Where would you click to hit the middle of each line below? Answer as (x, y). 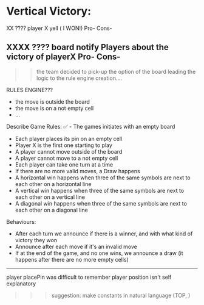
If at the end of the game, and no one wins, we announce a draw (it (99, 253)
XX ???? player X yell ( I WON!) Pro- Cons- (59, 28)
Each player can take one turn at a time (64, 164)
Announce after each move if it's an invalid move (76, 246)
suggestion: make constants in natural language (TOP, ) (121, 295)
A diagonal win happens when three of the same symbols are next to (101, 203)
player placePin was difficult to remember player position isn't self (89, 277)
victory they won (36, 240)
